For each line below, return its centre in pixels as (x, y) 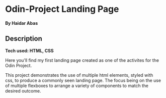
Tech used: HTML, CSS (29, 50)
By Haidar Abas (22, 23)
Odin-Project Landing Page (62, 9)
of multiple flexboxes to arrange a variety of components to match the (77, 86)
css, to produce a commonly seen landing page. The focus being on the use (83, 80)
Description (24, 39)
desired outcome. (23, 91)
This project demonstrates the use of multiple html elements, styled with (79, 75)
